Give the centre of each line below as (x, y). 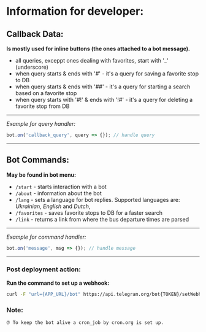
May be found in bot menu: (41, 175)
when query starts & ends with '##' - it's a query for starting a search (103, 87)
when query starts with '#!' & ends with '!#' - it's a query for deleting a (104, 100)
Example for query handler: (41, 124)
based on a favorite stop (46, 93)
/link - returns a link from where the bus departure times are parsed (102, 219)
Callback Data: (35, 34)
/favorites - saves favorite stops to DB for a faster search (89, 212)
